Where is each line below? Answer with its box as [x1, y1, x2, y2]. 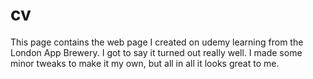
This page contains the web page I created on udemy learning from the [10, 36, 304, 48]
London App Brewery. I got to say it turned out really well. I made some [10, 46, 303, 58]
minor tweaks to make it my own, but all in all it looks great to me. [10, 57, 280, 69]
